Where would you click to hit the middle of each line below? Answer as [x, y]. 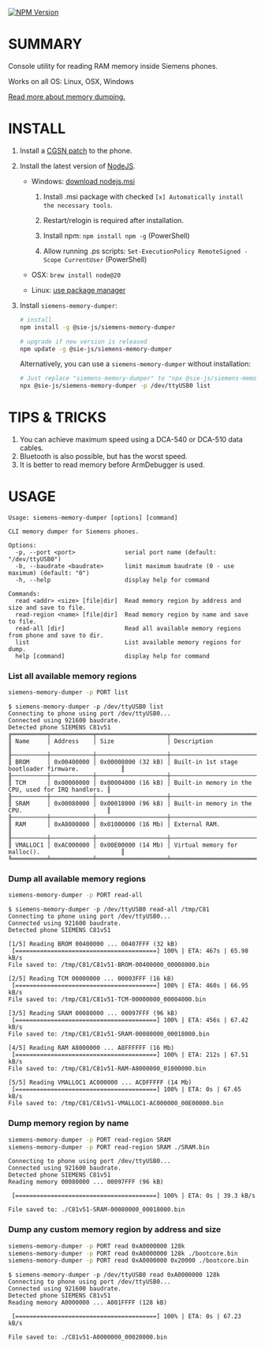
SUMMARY [45, 44]
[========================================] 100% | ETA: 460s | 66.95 [130, 986]
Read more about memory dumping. [67, 97]
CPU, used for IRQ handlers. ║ [60, 790]
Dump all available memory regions [77, 879]
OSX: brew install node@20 [76, 275]
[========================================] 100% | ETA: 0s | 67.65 [127, 1089]
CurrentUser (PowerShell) [106, 259]
